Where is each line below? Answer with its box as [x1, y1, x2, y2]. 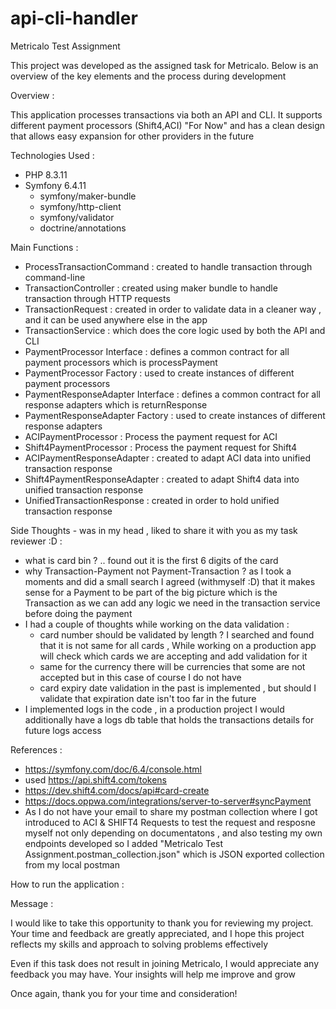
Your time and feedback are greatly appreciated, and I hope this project [10, 927, 305, 939]
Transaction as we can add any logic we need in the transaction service [24, 597, 321, 609]
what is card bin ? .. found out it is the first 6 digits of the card [24, 554, 279, 566]
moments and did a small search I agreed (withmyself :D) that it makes [24, 575, 316, 587]
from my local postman [24, 858, 120, 871]
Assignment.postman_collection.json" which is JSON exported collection [24, 848, 325, 860]
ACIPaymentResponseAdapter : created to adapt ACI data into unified [24, 452, 311, 464]
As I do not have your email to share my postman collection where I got [24, 805, 318, 817]
